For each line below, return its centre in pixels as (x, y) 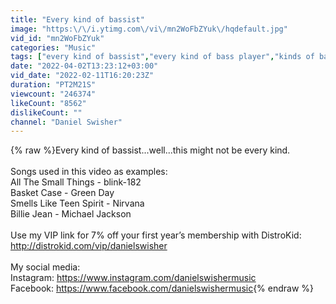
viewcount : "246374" (53, 94)
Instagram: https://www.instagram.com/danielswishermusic (133, 278)
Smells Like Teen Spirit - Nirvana (77, 203)
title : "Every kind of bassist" (77, 19)
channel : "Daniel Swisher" (66, 122)
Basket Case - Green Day (62, 193)
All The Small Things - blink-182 (76, 182)
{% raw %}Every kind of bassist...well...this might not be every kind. (150, 150)
